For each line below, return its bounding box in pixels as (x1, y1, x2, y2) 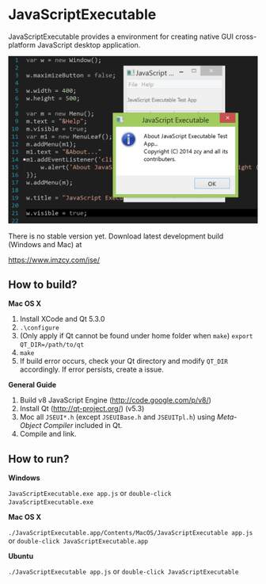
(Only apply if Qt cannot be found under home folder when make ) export (19, 331, 253, 341)
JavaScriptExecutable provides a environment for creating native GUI (8, 32, 234, 41)
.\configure (19, 324, 59, 332)
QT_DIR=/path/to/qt (19, 341, 85, 349)
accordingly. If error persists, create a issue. (19, 365, 164, 374)
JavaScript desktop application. (36, 40, 141, 49)
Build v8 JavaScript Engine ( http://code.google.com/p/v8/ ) (19, 395, 212, 405)
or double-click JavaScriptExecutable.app (8, 536, 149, 546)
